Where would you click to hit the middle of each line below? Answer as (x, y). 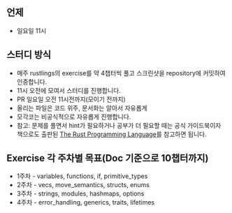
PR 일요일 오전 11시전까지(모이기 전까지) (71, 99)
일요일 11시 (31, 31)
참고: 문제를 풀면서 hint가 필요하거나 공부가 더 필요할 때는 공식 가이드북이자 (119, 125)
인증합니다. (32, 82)
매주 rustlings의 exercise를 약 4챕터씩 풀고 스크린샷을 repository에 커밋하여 (121, 73)
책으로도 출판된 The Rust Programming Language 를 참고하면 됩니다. (111, 134)
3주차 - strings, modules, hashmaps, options (80, 193)
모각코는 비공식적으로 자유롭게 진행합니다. (74, 117)
